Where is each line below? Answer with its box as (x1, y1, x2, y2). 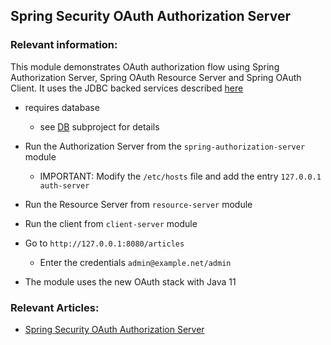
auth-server (39, 180, 90, 191)
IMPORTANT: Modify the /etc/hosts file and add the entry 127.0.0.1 (39, 170, 322, 182)
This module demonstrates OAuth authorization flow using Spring (10, 60, 280, 73)
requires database (24, 101, 100, 113)
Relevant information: (10, 38, 118, 52)
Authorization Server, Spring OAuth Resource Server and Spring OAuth (10, 71, 302, 83)
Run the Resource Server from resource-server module (24, 198, 253, 210)
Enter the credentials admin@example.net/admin (39, 256, 232, 268)
